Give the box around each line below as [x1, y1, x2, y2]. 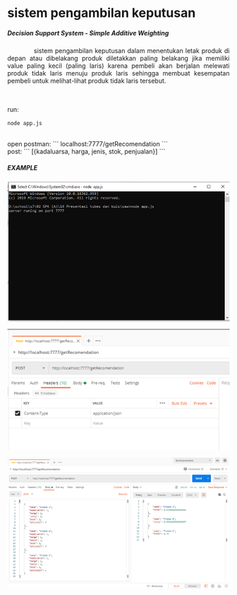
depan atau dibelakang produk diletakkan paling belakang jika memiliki [7, 54, 230, 63]
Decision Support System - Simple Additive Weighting [7, 28, 169, 37]
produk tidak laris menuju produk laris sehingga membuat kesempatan [7, 69, 230, 78]
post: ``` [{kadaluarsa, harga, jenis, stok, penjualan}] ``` [7, 147, 166, 156]
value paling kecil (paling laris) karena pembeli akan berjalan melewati [7, 61, 230, 70]
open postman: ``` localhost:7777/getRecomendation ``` [7, 140, 168, 148]
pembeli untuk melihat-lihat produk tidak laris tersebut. [7, 76, 166, 86]
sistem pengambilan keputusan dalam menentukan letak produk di [33, 47, 230, 55]
